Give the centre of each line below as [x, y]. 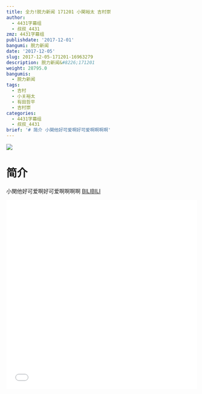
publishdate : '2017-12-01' [40, 40]
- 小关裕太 [24, 96]
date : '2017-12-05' [31, 51]
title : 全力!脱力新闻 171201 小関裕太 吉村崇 [59, 12]
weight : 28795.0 [27, 68]
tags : [13, 85]
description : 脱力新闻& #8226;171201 [50, 62]
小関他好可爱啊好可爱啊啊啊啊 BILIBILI [54, 191]
